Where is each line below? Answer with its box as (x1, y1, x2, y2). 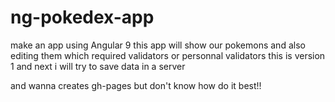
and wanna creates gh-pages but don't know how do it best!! (10, 79, 262, 91)
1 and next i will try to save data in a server (10, 60, 186, 72)
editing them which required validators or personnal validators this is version (10, 49, 326, 61)
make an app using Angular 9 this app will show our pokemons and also (10, 39, 306, 51)
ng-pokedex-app (10, 6, 155, 29)
